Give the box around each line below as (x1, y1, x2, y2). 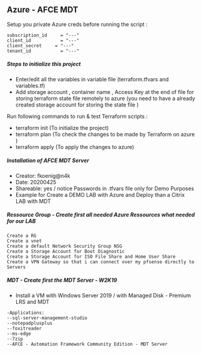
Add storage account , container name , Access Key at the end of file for (15, 88, 194, 95)
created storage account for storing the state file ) (15, 101, 139, 108)
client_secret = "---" (7, 42, 74, 48)
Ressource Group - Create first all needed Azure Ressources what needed (7, 211, 195, 218)
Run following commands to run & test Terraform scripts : (7, 112, 148, 120)
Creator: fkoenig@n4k (15, 172, 71, 179)
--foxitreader (7, 325, 42, 331)
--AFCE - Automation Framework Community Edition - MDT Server (7, 341, 168, 347)
